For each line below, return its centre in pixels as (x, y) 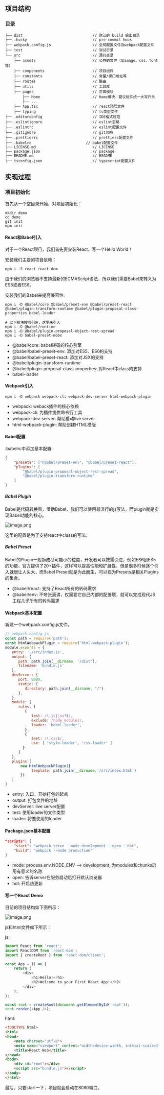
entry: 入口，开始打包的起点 (40, 794)
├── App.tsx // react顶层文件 (69, 106)
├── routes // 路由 (60, 81)
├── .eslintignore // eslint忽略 (62, 122)
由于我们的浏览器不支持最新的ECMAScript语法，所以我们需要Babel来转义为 (81, 279)
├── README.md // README (59, 156)
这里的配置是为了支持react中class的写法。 (48, 535)
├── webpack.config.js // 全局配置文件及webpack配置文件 (80, 45)
